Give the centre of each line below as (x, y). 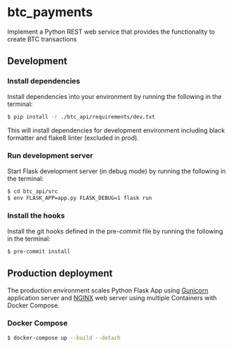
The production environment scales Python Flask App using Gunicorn (108, 290)
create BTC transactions (42, 39)
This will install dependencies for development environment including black (116, 130)
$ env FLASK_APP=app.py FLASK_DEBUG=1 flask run (80, 198)
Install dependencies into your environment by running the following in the (115, 96)
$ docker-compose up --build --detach (64, 337)
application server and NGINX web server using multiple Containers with (112, 297)
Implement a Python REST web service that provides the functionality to (111, 32)
